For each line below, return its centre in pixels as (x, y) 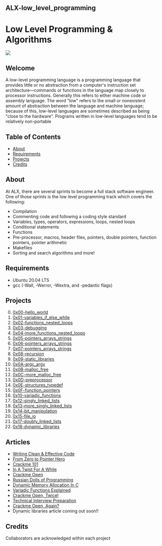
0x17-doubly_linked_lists (37, 421)
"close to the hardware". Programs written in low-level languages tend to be (81, 116)
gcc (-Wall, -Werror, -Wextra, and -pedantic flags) (63, 285)
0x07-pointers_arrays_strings (42, 349)
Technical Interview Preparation (45, 500)
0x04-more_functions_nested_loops (49, 333)
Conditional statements (36, 227)
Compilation (25, 211)
